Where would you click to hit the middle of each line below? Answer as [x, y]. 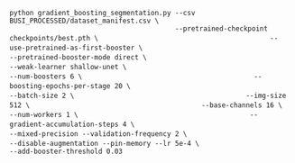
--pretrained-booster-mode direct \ [78, 58]
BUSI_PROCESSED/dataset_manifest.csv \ [84, 21]
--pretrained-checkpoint [221, 29]
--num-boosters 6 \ [46, 77]
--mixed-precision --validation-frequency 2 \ [98, 134]
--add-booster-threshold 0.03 [66, 151]
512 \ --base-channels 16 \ [146, 105]
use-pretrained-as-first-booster [72, 48]
